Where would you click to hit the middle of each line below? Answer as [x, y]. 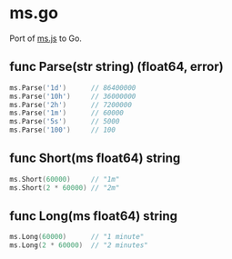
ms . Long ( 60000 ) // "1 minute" [77, 237]
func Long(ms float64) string [93, 216]
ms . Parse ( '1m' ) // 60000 [67, 113]
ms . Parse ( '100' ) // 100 [63, 130]
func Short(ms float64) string [95, 159]
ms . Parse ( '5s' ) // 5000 [65, 122]
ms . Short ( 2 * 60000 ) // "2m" [65, 188]
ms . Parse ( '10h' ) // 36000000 [73, 96]
